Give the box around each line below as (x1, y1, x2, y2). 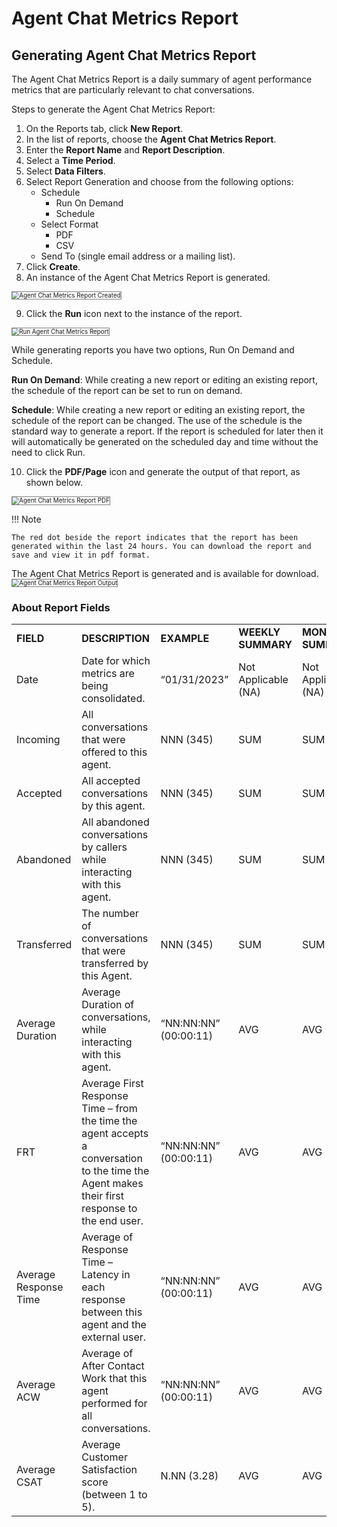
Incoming (16, 733, 61, 747)
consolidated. (81, 692, 146, 706)
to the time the (81, 1164, 150, 1178)
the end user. (81, 1214, 144, 1228)
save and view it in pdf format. (11, 550, 151, 560)
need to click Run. (11, 447, 86, 459)
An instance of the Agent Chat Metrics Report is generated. (25, 272, 271, 283)
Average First (81, 1077, 144, 1091)
